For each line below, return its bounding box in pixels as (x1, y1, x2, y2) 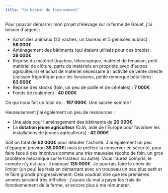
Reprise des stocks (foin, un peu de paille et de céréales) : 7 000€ (12, 84, 150, 90)
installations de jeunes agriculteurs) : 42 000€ (12, 129, 109, 136)
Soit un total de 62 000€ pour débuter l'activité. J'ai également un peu (5, 139, 152, 145)
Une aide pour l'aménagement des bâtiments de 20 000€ (12, 119, 133, 125)
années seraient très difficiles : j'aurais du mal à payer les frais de (5, 176, 141, 182)
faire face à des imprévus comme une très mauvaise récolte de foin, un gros (5, 150, 163, 156)
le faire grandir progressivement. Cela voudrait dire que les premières (5, 171, 149, 177)
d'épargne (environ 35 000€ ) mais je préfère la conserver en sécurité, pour (5, 144, 162, 151)
